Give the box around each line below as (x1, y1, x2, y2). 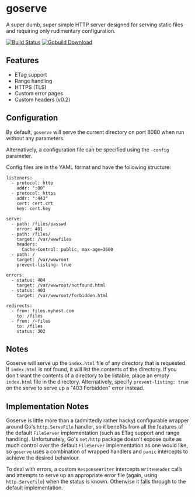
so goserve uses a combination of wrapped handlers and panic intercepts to (6, 448, 189, 455)
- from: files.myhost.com (11, 308, 75, 314)
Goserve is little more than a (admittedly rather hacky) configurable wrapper (6, 417, 190, 424)
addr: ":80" (16, 185, 46, 191)
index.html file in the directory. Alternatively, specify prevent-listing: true (6, 378, 189, 385)
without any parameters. (6, 134, 65, 141)
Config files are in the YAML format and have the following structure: (6, 163, 171, 171)
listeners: (6, 175, 33, 181)
